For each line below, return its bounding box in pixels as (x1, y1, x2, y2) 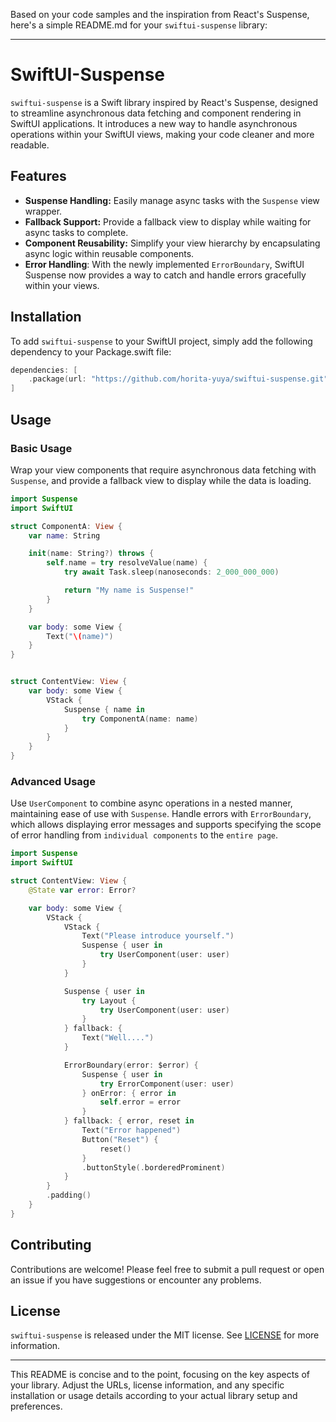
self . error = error (99, 1097, 182, 1108)
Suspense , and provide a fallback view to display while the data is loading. (10, 474, 312, 486)
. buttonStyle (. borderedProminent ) (81, 1162, 226, 1173)
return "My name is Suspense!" (63, 585, 195, 595)
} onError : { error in (81, 1088, 177, 1098)
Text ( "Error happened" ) (81, 1125, 182, 1136)
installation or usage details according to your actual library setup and (10, 1390, 298, 1402)
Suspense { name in (63, 704, 145, 714)
